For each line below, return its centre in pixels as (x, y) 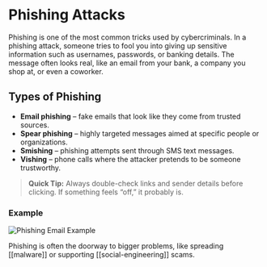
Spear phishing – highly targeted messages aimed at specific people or (140, 133)
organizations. (44, 142)
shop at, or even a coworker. (56, 71)
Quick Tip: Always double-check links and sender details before (136, 183)
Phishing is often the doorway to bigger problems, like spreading (116, 246)
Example (26, 213)
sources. (35, 125)
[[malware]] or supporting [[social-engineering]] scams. (102, 255)
